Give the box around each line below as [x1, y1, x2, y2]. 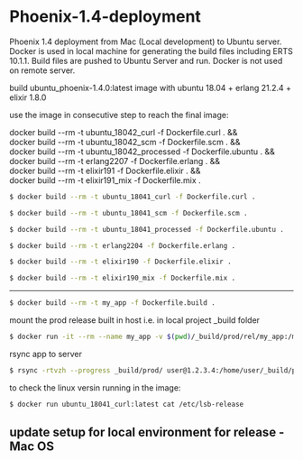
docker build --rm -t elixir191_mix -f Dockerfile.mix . [9, 174, 201, 186]
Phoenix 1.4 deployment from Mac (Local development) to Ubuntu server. [9, 36, 282, 47]
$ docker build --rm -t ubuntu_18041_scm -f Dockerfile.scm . [9, 208, 248, 217]
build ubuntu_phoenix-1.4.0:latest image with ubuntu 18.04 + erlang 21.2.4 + [9, 82, 291, 93]
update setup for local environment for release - [9, 425, 285, 440]
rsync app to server [9, 348, 83, 359]
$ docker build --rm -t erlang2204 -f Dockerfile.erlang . [9, 241, 236, 250]
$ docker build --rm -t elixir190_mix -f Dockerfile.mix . [9, 273, 236, 283]
